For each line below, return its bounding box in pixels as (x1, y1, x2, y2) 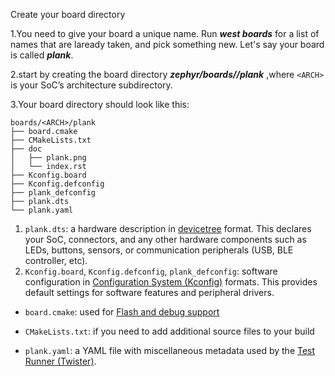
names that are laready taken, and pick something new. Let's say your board (10, 39, 325, 50)
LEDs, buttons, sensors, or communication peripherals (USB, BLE (24, 244, 294, 256)
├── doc (10, 144, 43, 154)
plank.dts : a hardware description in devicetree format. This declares (24, 223, 312, 234)
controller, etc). (24, 255, 88, 266)
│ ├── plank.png (10, 153, 87, 163)
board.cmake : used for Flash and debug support (24, 306, 220, 318)
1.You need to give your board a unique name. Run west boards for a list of (10, 28, 320, 39)
